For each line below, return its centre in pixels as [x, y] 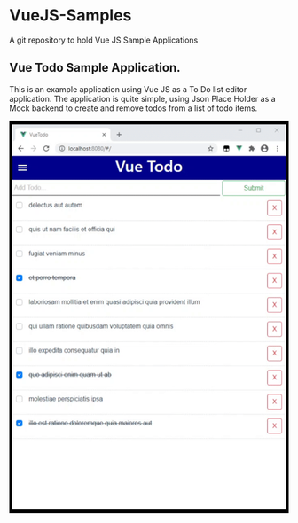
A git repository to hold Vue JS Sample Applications [104, 40]
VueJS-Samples [71, 16]
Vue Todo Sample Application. [95, 68]
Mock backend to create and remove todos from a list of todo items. [133, 108]
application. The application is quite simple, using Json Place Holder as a [143, 98]
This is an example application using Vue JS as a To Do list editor [128, 89]
